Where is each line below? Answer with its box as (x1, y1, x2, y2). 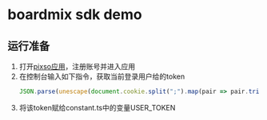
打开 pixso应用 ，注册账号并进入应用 (18, 62, 136, 71)
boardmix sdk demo (7, 6, 142, 24)
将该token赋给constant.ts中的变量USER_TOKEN (18, 103, 176, 112)
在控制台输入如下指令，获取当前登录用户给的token (18, 72, 185, 81)
